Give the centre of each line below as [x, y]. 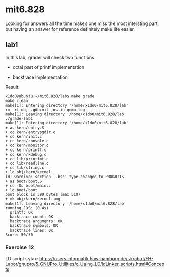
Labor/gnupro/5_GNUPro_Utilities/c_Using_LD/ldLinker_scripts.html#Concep [85, 264]
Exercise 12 [20, 247]
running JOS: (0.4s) [27, 208]
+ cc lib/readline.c [27, 163]
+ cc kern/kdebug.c [26, 154]
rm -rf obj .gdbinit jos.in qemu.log [45, 110]
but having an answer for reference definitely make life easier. [70, 29]
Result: [12, 87]
